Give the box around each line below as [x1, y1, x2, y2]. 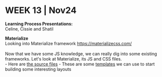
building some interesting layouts [5, 66, 72, 72]
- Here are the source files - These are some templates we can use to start [5, 61, 155, 67]
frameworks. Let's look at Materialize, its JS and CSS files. [5, 56, 122, 62]
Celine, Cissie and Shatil [5, 26, 54, 31]
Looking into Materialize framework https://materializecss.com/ [5, 40, 132, 46]
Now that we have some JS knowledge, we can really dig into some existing [5, 51, 157, 57]
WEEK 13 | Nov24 [5, 5, 77, 16]
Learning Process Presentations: [5, 21, 73, 27]
